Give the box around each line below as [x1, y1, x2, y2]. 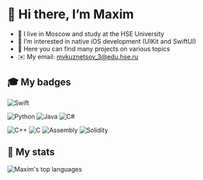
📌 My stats [7, 146, 55, 158]
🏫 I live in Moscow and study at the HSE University [17, 30, 164, 38]
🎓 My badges [7, 77, 72, 89]
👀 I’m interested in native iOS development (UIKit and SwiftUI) [17, 37, 197, 45]
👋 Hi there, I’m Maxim [7, 6, 134, 22]
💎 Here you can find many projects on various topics [17, 44, 171, 53]
